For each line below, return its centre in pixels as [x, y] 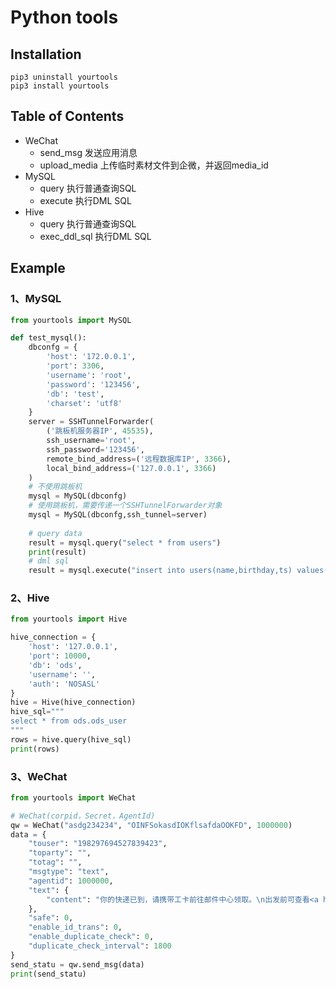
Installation [46, 54]
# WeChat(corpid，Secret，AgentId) [83, 816]
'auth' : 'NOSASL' [64, 684]
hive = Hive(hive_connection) [73, 702]
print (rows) [35, 749]
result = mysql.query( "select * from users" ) [125, 542]
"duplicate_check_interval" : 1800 [100, 946]
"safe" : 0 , [51, 918]
